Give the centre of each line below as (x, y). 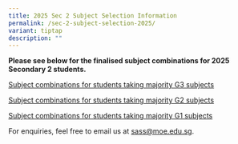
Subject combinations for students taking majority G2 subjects (111, 100)
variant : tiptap (35, 30)
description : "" (35, 38)
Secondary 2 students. (47, 70)
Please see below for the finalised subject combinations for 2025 (119, 61)
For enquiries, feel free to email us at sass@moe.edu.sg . (101, 131)
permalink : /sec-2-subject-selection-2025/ (82, 23)
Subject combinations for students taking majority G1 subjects (111, 116)
